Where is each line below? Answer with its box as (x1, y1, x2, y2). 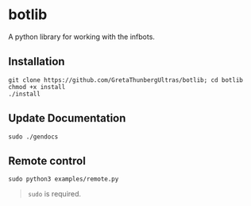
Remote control (8, 154, 86, 168)
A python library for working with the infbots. (8, 32, 155, 41)
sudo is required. (27, 189, 82, 199)
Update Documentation (8, 111, 126, 125)
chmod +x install (8, 83, 66, 91)
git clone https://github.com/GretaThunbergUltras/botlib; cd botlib (8, 76, 244, 84)
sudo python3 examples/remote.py (8, 175, 119, 184)
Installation (8, 55, 65, 68)
